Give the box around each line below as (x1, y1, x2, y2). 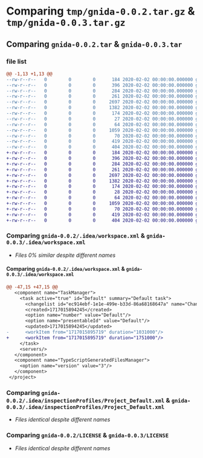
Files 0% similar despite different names (14, 251, 116, 259)
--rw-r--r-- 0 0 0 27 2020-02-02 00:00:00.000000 (6, 116, 193, 122)
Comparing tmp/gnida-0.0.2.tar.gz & (6, 4, 195, 18)
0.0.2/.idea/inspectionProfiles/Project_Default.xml (6, 397, 165, 404)
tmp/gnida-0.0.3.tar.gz (6, 17, 126, 28)
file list (6, 57, 27, 65)
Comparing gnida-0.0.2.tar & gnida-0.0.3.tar (6, 39, 182, 49)
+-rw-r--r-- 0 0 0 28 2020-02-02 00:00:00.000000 (6, 189, 193, 195)
